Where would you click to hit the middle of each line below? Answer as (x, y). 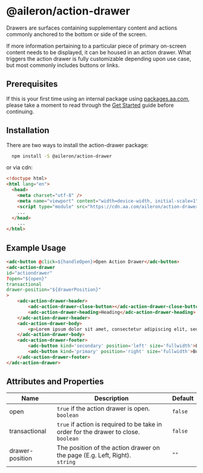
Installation (28, 131)
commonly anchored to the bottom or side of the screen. (77, 34)
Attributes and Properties (55, 382)
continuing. (20, 111)
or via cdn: (20, 168)
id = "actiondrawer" (29, 273)
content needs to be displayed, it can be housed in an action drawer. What (99, 52)
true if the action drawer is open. (103, 408)
